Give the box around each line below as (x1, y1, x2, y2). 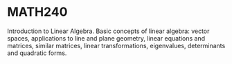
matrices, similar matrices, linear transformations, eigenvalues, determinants (7, 41, 226, 50)
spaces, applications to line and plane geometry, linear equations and (7, 34, 206, 42)
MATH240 (7, 4, 68, 20)
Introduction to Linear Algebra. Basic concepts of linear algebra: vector (7, 27, 210, 35)
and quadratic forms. (7, 49, 67, 57)
